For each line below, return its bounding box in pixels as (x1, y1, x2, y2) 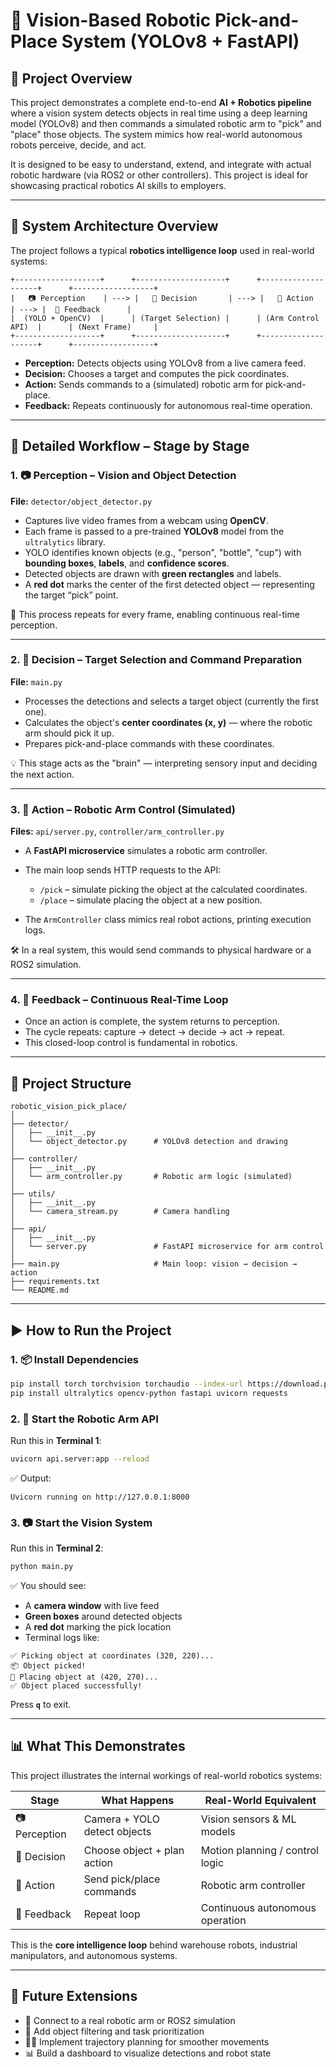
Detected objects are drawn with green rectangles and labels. (24, 567, 282, 579)
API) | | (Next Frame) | (10, 322, 159, 332)
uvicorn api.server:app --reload (10, 1454, 150, 1464)
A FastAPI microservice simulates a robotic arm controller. (24, 845, 268, 857)
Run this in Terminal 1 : (10, 1434, 102, 1446)
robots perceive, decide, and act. (10, 139, 147, 151)
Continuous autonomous (200, 1900, 317, 1914)
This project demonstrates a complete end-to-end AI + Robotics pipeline (10, 97, 312, 108)
